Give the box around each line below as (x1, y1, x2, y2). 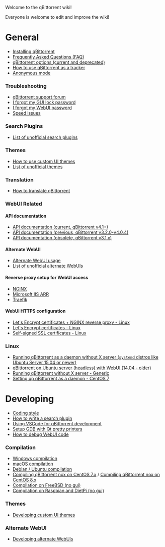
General (5, 32, 39, 43)
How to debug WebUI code (12, 431, 69, 437)
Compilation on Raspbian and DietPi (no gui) (12, 487, 105, 494)
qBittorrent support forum (12, 94, 66, 100)
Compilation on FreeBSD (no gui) (12, 482, 81, 488)
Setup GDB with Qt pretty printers (12, 426, 82, 432)
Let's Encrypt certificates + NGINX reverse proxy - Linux (12, 319, 130, 325)
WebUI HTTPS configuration (5, 308, 66, 314)
